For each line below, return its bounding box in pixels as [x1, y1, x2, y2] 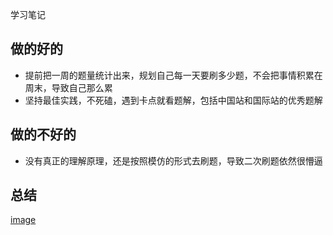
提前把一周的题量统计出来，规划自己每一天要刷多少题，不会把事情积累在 [24, 69, 323, 81]
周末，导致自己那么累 [24, 81, 113, 93]
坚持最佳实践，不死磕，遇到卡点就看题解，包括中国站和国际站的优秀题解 [24, 94, 323, 106]
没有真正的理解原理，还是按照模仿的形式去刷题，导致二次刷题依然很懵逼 [24, 154, 323, 167]
